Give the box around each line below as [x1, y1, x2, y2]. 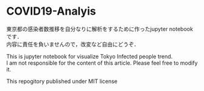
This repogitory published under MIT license [6, 78, 118, 85]
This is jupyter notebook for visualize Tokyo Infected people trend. [6, 53, 173, 60]
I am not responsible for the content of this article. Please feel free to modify [6, 59, 198, 67]
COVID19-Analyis [6, 4, 96, 18]
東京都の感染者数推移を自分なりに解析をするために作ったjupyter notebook [6, 25, 194, 32]
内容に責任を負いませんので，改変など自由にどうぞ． [6, 40, 139, 48]
